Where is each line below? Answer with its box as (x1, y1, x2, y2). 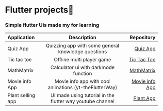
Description (68, 34, 97, 41)
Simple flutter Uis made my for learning (5, 22, 99, 29)
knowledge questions (58, 48, 107, 55)
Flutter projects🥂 (5, 4, 74, 16)
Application (7, 34, 35, 41)
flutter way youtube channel (50, 98, 115, 105)
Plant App (133, 95, 156, 102)
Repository (130, 34, 156, 41)
